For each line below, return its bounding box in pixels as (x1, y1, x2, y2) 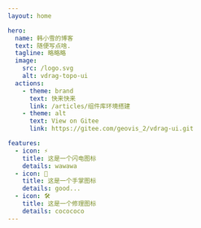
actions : (15, 79, 45, 88)
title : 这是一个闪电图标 (22, 154, 97, 162)
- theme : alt (22, 110, 67, 118)
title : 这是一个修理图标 (22, 200, 97, 208)
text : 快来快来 (28, 94, 76, 102)
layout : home (7, 11, 52, 20)
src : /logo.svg (22, 64, 74, 73)
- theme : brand (22, 87, 74, 95)
